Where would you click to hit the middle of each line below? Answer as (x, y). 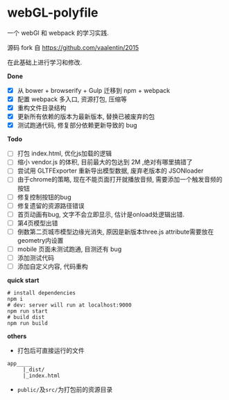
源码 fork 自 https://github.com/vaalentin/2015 (73, 47)
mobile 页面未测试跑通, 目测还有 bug (69, 249)
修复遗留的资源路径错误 (51, 205)
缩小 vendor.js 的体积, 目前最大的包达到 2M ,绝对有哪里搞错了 (105, 162)
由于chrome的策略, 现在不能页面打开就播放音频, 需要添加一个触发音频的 (120, 180)
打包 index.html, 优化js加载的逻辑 (65, 153)
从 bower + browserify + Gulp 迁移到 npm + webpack (93, 90)
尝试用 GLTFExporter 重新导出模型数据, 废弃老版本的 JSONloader (110, 171)
